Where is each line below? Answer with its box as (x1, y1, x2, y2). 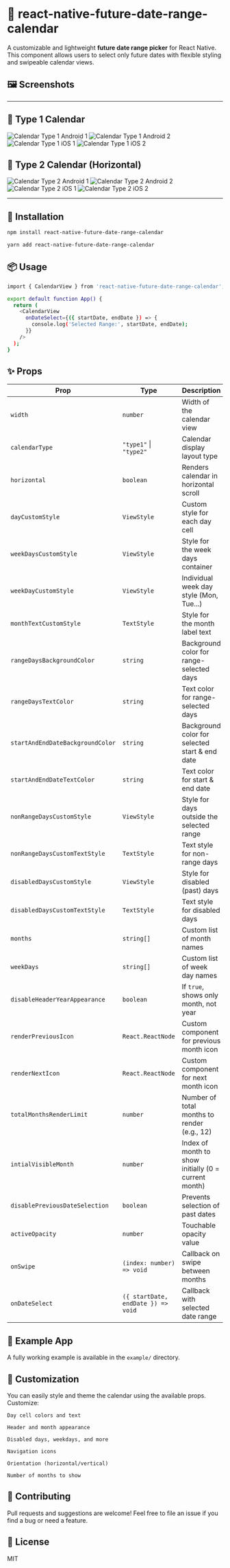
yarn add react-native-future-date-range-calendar (7, 242, 155, 249)
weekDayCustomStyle (10, 587, 74, 595)
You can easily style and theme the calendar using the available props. (7, 1391, 207, 1400)
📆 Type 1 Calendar (7, 113, 86, 126)
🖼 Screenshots (7, 79, 75, 91)
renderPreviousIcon (10, 1033, 74, 1041)
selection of (181, 1201, 220, 1211)
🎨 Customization (7, 1373, 79, 1385)
